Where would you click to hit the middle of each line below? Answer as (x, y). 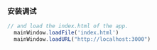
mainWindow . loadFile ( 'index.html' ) (66, 33)
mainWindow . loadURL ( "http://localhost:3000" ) (82, 39)
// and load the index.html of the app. (68, 26)
